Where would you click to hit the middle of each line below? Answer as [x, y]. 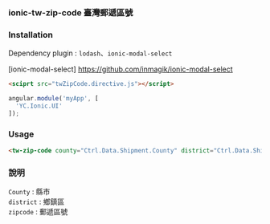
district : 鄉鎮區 [37, 202]
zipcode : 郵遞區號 [38, 212]
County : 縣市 [29, 192]
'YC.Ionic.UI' [39, 106]
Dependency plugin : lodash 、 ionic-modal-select [90, 53]
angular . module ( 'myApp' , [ [53, 99]
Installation [31, 35]
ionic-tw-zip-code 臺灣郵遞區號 [71, 12]
